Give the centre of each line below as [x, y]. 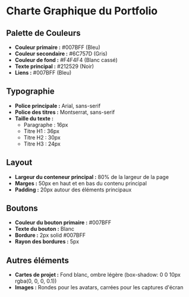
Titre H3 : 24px [42, 144]
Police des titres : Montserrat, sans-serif [65, 112]
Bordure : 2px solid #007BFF [50, 235]
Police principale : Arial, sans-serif [58, 106]
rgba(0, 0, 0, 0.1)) [36, 281]
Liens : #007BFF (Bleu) [43, 72]
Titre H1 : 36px [41, 131]
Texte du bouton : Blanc [44, 229]
